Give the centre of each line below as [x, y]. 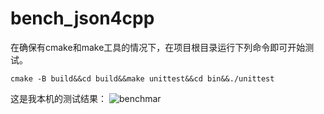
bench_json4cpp [82, 18]
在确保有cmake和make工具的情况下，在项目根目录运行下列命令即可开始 [158, 47]
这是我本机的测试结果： [58, 98]
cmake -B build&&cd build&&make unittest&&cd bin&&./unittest [142, 78]
